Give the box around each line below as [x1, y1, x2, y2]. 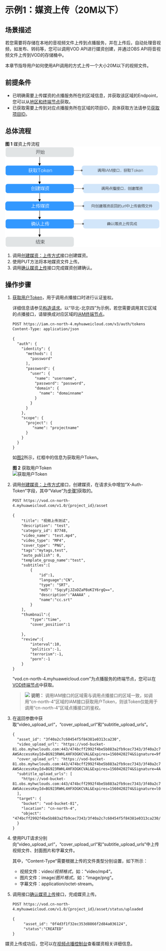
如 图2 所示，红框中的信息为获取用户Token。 [12, 455, 101, 460]
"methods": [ [25, 351, 53, 356]
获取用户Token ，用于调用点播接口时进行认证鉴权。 [12, 294, 116, 300]
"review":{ [21, 637, 44, 642]
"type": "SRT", [39, 582, 70, 588]
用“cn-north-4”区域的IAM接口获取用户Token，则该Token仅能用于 [24, 699, 158, 704]
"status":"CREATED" [23, 927, 64, 932]
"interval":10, [30, 642, 62, 647]
